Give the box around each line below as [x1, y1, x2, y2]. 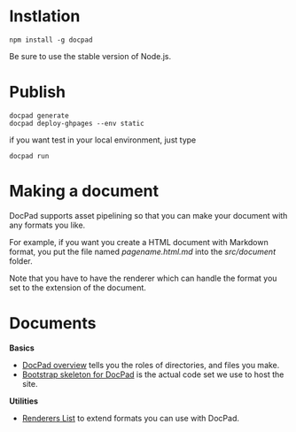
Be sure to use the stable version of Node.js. [9, 50, 171, 61]
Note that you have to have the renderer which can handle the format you [9, 273, 277, 283]
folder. [9, 255, 33, 266]
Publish [9, 82, 66, 103]
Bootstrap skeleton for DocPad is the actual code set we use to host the [21, 369, 284, 380]
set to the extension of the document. [9, 282, 146, 293]
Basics [9, 343, 35, 353]
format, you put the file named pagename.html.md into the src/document [9, 246, 277, 257]
